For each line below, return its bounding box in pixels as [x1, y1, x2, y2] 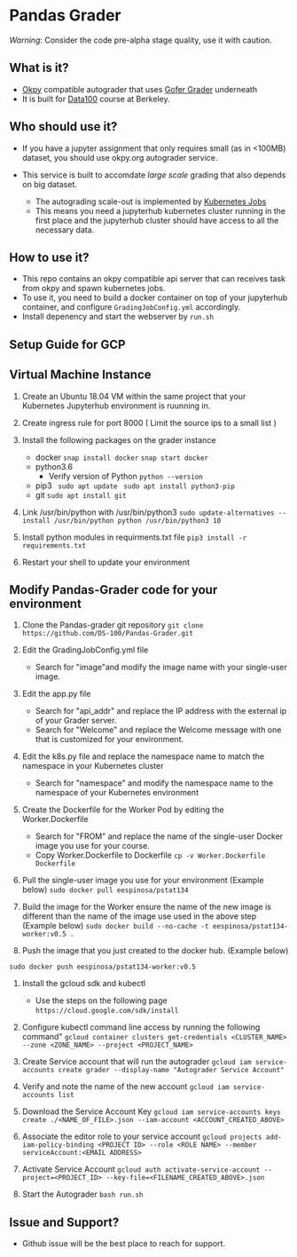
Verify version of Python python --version [48, 470, 204, 481]
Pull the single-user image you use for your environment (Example [21, 875, 264, 886]
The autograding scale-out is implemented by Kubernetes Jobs [35, 196, 267, 207]
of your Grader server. [35, 715, 117, 726]
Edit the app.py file [21, 689, 91, 700]
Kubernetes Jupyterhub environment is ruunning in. [21, 400, 211, 411]
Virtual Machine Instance [9, 368, 152, 383]
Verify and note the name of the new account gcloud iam [21, 1081, 230, 1092]
